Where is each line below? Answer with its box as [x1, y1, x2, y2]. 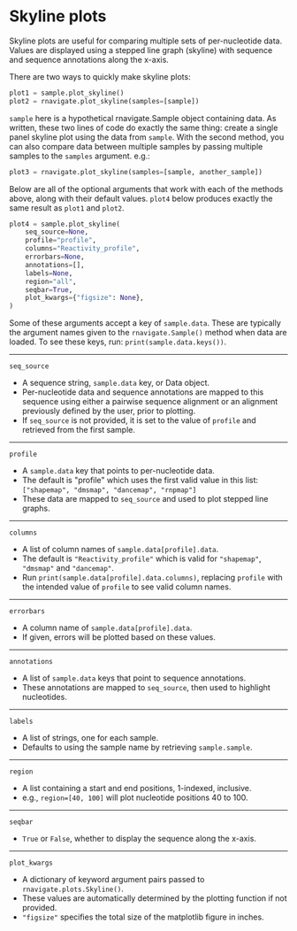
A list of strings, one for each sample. [21, 733, 159, 743]
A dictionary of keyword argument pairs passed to [21, 874, 205, 885]
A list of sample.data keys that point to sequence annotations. [21, 673, 247, 683]
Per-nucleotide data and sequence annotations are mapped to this [21, 387, 264, 397]
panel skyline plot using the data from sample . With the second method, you [9, 131, 285, 142]
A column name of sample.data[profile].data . [21, 622, 193, 634]
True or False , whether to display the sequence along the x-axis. [21, 834, 256, 844]
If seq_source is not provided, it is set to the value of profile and [21, 415, 256, 426]
